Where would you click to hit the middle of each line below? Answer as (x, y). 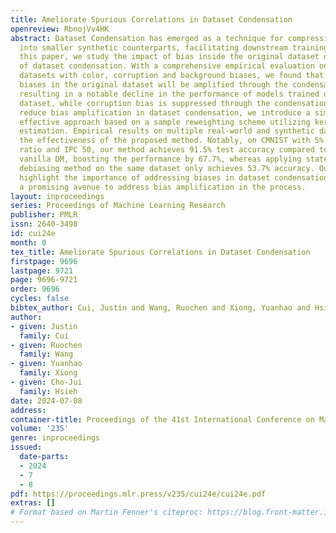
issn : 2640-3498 (44, 224)
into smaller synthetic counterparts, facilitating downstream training (174, 47)
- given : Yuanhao (46, 364)
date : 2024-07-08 (46, 401)
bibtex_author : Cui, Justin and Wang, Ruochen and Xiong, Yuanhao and (160, 308)
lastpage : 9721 (42, 271)
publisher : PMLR (44, 215)
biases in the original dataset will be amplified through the (153, 85)
